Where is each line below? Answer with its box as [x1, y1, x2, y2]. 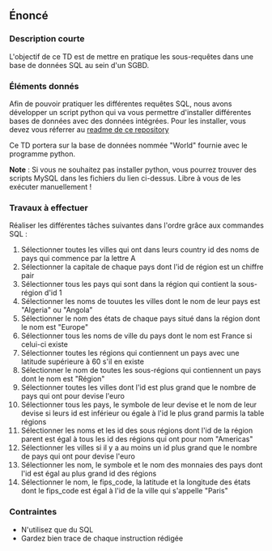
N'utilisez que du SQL [20, 524, 94, 534]
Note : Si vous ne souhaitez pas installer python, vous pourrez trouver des [9, 164, 257, 174]
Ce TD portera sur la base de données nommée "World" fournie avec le [9, 140, 248, 150]
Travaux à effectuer [9, 202, 88, 213]
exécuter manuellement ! [9, 182, 92, 191]
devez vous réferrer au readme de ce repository [9, 124, 169, 135]
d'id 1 [44, 288, 62, 297]
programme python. [9, 148, 76, 159]
